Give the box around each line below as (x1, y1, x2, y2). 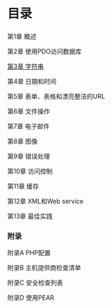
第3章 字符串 (7, 62, 44, 70)
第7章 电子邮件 (7, 122, 50, 130)
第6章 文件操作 (7, 107, 51, 116)
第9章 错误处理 (7, 152, 51, 161)
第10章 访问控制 (7, 167, 53, 175)
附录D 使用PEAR (7, 293, 55, 302)
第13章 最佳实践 (7, 212, 53, 221)
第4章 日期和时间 (7, 78, 56, 86)
